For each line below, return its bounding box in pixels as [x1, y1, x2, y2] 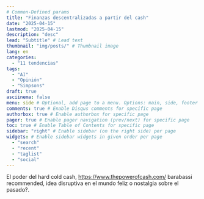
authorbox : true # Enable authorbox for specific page [6, 111, 149, 117]
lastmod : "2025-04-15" [6, 26, 64, 32]
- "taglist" [12, 151, 43, 157]
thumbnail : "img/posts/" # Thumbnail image [6, 43, 119, 49]
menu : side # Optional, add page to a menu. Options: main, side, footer [6, 99, 199, 106]
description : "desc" [6, 32, 59, 38]
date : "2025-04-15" [6, 20, 56, 26]
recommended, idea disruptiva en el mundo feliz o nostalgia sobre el [6, 179, 179, 187]
